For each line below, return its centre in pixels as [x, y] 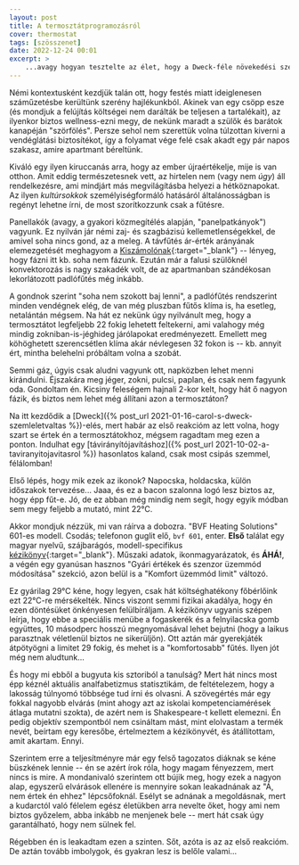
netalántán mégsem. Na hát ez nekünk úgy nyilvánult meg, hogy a [130, 315]
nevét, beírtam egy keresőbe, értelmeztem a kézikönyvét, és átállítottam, [142, 731]
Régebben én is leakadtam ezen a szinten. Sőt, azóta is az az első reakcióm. [149, 841]
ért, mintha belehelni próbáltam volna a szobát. [96, 352]
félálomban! [31, 463]
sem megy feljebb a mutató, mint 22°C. [81, 508]
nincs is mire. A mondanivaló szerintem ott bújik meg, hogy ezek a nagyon [145, 777]
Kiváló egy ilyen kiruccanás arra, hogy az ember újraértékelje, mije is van [143, 167]
